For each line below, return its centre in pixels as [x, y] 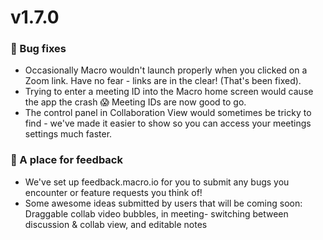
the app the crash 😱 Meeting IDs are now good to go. [135, 102]
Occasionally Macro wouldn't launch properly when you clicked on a [166, 70]
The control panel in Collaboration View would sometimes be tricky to [168, 113]
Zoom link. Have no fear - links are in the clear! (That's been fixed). [163, 81]
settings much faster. [68, 134]
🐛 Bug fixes [38, 49]
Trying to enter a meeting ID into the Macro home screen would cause [169, 92]
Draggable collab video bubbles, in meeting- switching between [156, 213]
